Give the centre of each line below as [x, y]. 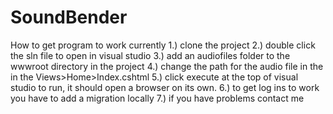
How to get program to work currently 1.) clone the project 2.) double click [163, 45]
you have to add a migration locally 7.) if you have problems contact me [157, 98]
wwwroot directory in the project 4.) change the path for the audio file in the [167, 66]
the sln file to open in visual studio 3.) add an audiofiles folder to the [150, 55]
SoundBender [69, 17]
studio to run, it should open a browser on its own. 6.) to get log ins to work [165, 87]
